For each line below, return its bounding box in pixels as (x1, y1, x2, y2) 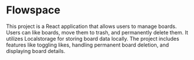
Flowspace (6, 3, 60, 17)
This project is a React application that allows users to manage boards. (6, 23, 177, 30)
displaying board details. (6, 47, 66, 54)
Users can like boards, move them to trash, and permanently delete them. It (6, 29, 189, 36)
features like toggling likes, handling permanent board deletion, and (6, 41, 169, 48)
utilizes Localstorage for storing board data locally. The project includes (6, 35, 180, 42)
